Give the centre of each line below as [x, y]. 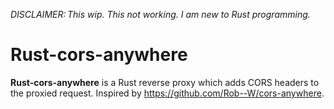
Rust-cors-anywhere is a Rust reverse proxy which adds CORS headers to [165, 82]
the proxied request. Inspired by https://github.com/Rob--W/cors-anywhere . [167, 93]
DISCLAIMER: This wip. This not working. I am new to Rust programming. [160, 14]
